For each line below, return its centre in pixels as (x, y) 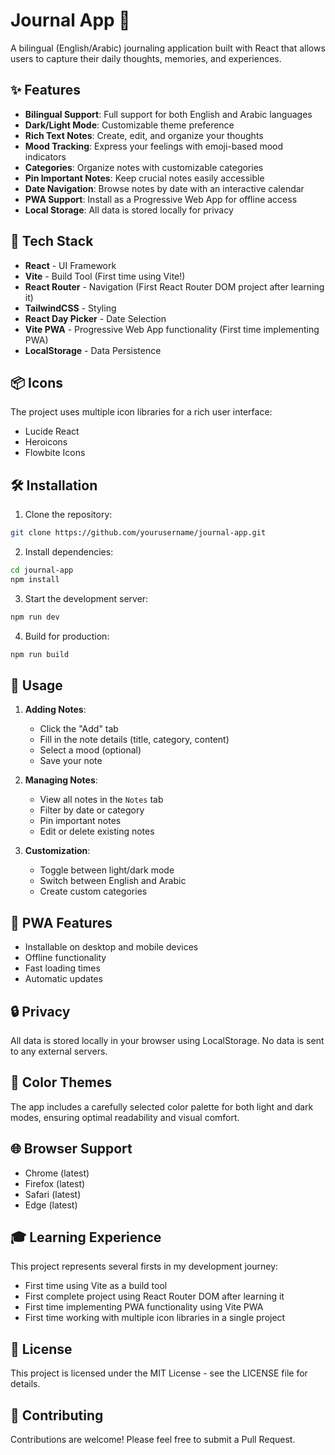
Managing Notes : (61, 780)
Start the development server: (86, 598)
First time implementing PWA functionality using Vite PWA (144, 1307)
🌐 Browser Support (71, 1149)
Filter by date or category (92, 810)
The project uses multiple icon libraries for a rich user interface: (141, 412)
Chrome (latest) (57, 1173)
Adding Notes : (55, 710)
